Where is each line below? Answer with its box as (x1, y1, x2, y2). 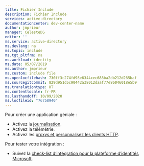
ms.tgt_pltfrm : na (5, 52, 43, 58)
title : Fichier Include (5, 7, 54, 12)
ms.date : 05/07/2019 (5, 62, 48, 67)
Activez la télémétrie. (12, 126, 55, 132)
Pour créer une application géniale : (5, 112, 77, 118)
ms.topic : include (5, 48, 43, 53)
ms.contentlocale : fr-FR (5, 89, 56, 94)
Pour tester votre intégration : (5, 141, 65, 147)
